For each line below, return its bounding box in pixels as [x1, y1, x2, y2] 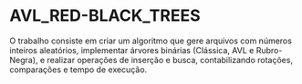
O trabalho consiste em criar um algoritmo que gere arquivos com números [9, 35, 292, 46]
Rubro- [255, 44, 283, 55]
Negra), [9, 54, 38, 65]
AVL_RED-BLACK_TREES [9, 5, 201, 26]
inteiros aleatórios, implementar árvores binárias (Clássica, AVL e [9, 44, 255, 55]
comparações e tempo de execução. [9, 64, 148, 75]
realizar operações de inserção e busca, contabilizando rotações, [47, 54, 294, 65]
